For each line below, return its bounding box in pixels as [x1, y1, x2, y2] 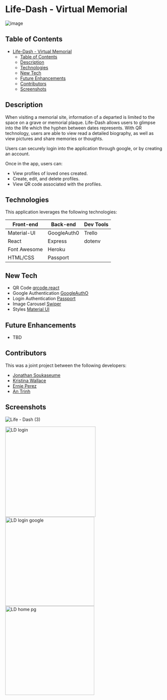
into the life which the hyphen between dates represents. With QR [5, 125, 142, 131]
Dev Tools [84, 221, 109, 228]
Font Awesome [8, 246, 43, 253]
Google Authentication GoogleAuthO [12, 290, 89, 296]
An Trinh [12, 388, 31, 394]
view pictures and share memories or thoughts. [5, 135, 103, 142]
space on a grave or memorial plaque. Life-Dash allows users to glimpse [5, 119, 155, 125]
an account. [5, 151, 30, 157]
